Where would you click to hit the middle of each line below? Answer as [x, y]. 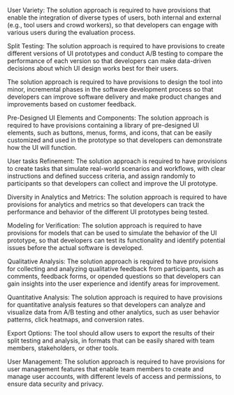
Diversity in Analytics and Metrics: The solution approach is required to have [117, 197]
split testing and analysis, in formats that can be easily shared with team [111, 340]
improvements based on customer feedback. [72, 104]
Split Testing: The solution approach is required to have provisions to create [116, 46]
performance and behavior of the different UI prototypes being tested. [108, 212]
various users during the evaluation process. [71, 32]
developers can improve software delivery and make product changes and [114, 97]
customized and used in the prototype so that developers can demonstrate [115, 140]
